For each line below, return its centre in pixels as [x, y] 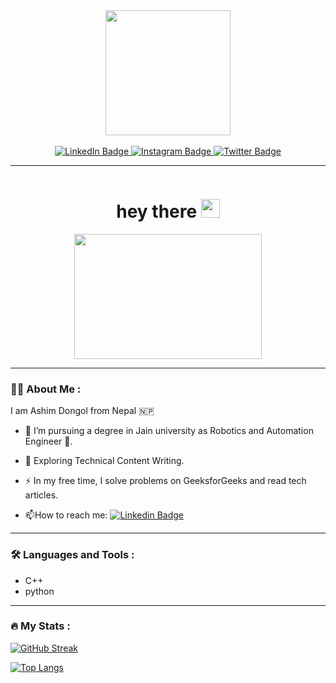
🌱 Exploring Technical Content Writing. [104, 461]
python [39, 591]
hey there [157, 211]
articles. [41, 495]
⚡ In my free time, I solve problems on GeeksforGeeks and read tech [165, 481]
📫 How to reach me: [66, 515]
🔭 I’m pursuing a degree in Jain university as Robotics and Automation [169, 431]
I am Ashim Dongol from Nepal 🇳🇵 [82, 411]
